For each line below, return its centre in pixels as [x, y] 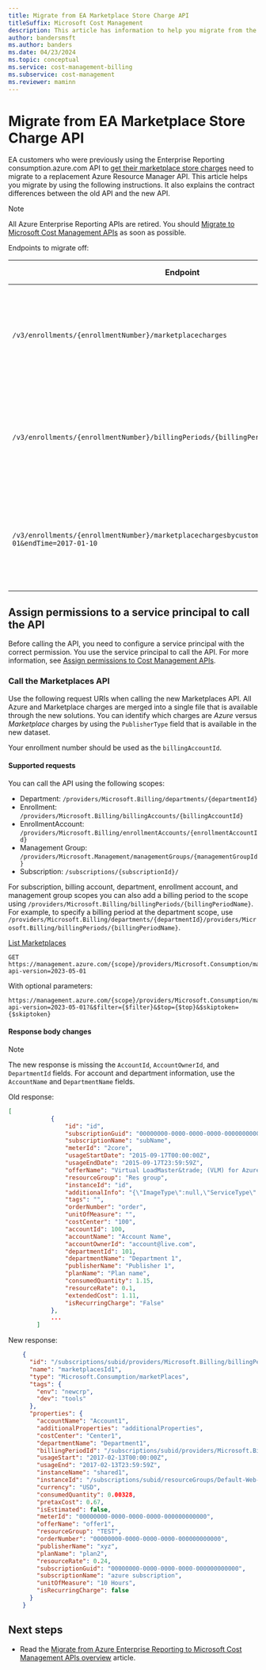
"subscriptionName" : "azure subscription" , [109, 1576]
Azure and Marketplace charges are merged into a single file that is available [133, 707]
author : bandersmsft [42, 38]
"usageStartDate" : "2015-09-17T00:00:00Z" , [138, 1156]
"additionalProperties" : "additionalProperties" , [120, 1428]
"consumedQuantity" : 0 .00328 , [86, 1495]
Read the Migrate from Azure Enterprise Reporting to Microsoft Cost [131, 1649]
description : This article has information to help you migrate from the [133, 30]
